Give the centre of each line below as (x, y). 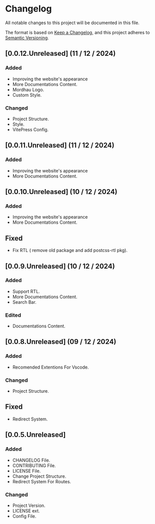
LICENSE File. (26, 471)
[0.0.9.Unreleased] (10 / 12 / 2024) (60, 266)
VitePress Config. (30, 129)
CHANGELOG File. (31, 460)
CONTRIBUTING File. (34, 465)
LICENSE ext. (26, 510)
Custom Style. (27, 95)
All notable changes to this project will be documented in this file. (72, 23)
